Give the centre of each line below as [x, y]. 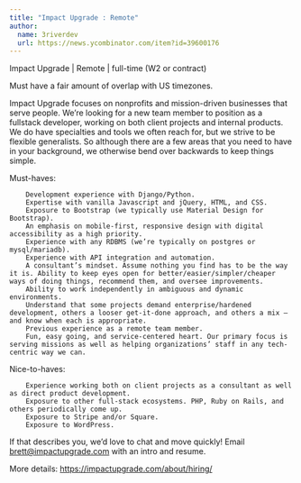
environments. [36, 297]
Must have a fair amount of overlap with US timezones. [111, 86]
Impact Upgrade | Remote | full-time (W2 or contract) [108, 68]
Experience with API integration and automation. [121, 258]
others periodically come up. [66, 410]
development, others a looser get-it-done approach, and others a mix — [149, 313]
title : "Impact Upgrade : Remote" [74, 18]
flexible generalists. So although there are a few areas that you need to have [151, 141]
